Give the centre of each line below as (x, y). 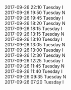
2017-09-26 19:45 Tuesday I (34, 18)
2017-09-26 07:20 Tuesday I (34, 82)
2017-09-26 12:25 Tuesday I (34, 61)
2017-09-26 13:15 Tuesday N (34, 34)
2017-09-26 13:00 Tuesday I (34, 50)
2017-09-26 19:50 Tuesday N (35, 13)
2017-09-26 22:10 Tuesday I (34, 7)
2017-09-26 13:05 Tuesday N (35, 44)
